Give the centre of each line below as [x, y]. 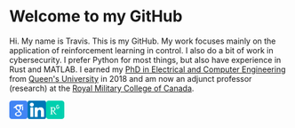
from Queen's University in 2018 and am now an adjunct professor [131, 78]
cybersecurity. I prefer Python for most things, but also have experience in [145, 60]
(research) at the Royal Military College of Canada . [102, 88]
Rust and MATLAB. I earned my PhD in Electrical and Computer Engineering [147, 69]
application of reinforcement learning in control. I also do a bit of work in [141, 50]
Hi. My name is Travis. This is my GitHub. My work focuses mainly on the [143, 41]
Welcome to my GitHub [96, 16]
